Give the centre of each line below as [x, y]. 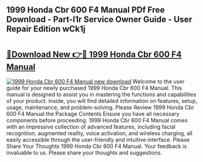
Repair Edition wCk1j [46, 29]
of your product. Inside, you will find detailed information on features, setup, [102, 101]
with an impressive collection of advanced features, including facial [91, 127]
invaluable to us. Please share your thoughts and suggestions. [84, 153]
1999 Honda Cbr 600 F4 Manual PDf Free [86, 10]
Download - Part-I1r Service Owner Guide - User [99, 20]
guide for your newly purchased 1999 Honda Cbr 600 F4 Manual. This [94, 88]
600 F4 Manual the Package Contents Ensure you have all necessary [93, 114]
